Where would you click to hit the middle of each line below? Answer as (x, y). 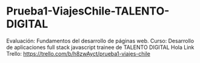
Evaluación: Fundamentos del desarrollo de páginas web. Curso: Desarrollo (100, 41)
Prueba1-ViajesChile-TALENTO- (88, 11)
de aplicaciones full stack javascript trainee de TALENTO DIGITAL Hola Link (100, 47)
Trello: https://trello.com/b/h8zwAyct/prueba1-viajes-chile (78, 53)
